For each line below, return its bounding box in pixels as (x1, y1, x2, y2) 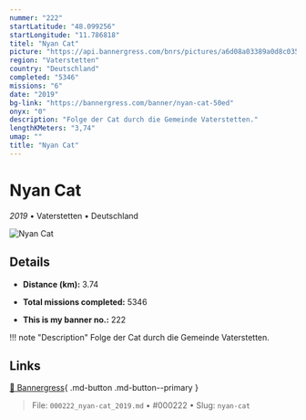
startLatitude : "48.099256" (9, 22, 117, 31)
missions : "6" (9, 81, 64, 90)
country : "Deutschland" (9, 65, 100, 74)
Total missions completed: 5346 (22, 296, 148, 307)
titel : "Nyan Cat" (9, 38, 79, 48)
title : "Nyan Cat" (9, 141, 79, 150)
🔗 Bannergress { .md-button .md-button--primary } (9, 383, 199, 394)
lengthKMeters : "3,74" (9, 124, 96, 133)
